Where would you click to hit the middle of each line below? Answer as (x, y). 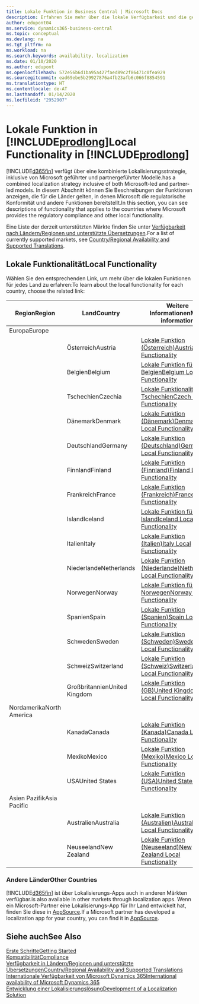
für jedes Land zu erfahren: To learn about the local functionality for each (95, 285)
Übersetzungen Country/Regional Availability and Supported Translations (94, 970)
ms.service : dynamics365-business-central (59, 28)
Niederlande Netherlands (101, 568)
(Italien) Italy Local (166, 544)
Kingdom (79, 694)
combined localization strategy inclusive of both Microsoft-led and (87, 183)
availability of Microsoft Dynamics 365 (53, 983)
